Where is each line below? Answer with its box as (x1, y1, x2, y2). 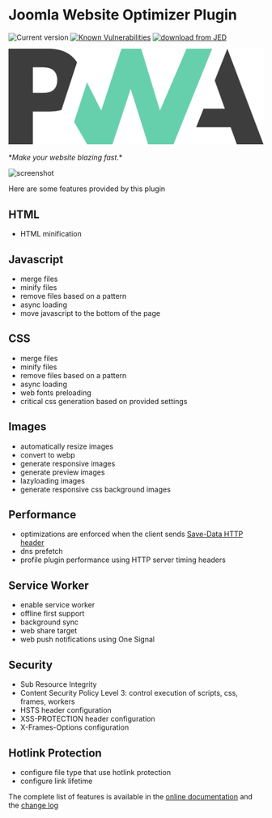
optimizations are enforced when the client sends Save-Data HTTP (19, 529, 244, 539)
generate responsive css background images (19, 484, 172, 494)
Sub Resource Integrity (19, 680, 97, 689)
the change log (8, 800, 59, 810)
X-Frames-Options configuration (19, 722, 130, 732)
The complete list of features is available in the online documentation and (8, 791, 253, 801)
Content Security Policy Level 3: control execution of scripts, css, (19, 688, 239, 698)
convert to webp (19, 449, 75, 459)
